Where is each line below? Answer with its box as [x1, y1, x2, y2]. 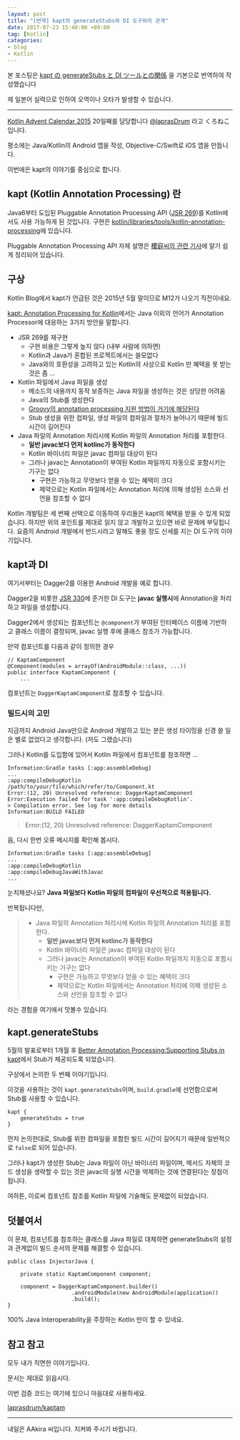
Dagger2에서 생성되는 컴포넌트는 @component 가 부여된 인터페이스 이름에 [7, 618, 209, 627]
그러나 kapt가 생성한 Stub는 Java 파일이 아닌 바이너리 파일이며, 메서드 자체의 [7, 1158, 223, 1167]
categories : [7, 37, 43, 44]
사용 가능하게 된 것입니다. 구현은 [20, 217, 111, 226]
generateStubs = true [20, 1115, 84, 1122]
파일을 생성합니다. [20, 603, 71, 612]
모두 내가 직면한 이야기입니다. [7, 1359, 90, 1367]
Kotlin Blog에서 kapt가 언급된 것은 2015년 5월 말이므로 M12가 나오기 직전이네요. [7, 294, 232, 302]
